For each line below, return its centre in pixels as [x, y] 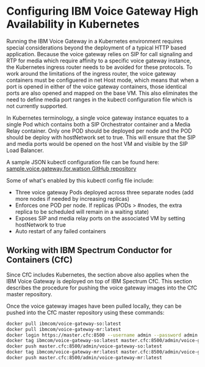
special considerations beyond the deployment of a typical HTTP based [96, 48]
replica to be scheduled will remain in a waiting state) [82, 211]
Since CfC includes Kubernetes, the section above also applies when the [98, 274]
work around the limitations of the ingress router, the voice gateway [91, 73]
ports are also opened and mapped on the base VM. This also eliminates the [102, 93]
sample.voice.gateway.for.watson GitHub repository [71, 169]
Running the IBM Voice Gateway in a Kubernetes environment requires [95, 41]
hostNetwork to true [40, 225]
